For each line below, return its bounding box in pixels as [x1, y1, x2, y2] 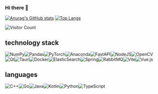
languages [5, 70, 38, 79]
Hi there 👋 [5, 4, 29, 11]
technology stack [5, 39, 59, 47]
